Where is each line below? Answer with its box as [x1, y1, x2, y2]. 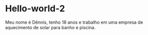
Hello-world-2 [5, 3, 65, 14]
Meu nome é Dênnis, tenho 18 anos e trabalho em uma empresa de [5, 19, 143, 25]
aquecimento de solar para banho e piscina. [5, 24, 96, 30]
